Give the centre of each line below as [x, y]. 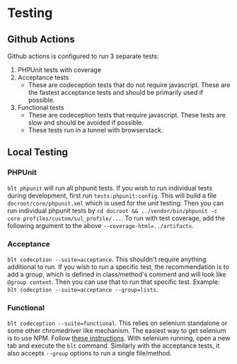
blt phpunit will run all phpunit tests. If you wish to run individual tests [110, 188]
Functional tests [41, 107]
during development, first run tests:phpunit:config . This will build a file [112, 195]
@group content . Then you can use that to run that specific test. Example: [114, 282]
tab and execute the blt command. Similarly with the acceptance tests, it [114, 346]
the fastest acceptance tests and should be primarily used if [116, 92]
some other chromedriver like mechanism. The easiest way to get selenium [117, 331]
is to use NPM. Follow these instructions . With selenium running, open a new [119, 339]
